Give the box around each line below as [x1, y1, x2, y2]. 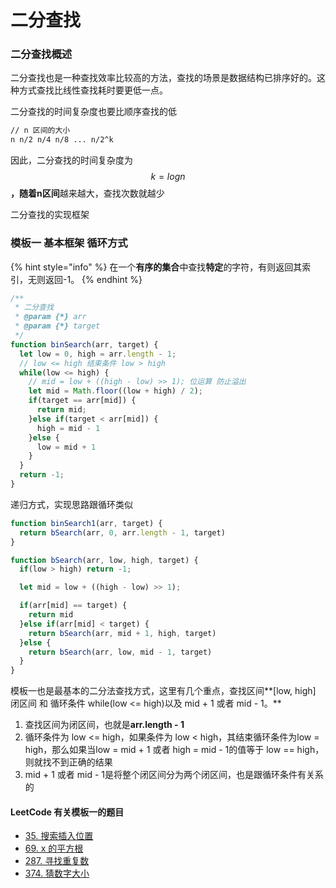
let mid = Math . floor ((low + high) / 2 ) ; [28, 386, 203, 396]
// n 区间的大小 [10, 126, 71, 136]
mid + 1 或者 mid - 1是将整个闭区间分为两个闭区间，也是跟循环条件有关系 [24, 769, 324, 781]
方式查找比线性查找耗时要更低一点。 [18, 84, 168, 96]
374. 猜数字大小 [24, 867, 90, 880]
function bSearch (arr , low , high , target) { [10, 555, 199, 565]
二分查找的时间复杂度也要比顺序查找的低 [10, 106, 177, 118]
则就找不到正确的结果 [24, 756, 113, 768]
